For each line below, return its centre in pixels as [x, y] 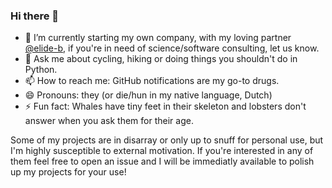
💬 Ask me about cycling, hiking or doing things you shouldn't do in [161, 59]
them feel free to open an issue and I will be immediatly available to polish [162, 161]
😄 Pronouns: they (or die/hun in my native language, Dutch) [148, 95]
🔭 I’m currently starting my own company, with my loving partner [158, 38]
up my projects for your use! [68, 172]
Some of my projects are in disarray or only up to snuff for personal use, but [167, 140]
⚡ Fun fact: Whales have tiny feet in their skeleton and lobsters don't [165, 106]
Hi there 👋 [35, 16]
